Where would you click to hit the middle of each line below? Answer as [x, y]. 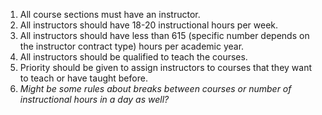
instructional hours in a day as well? [94, 99]
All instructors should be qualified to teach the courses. [133, 57]
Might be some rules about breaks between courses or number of [155, 88]
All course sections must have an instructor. [110, 14]
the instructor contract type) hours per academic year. [132, 46]
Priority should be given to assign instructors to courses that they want [166, 67]
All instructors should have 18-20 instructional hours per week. [149, 25]
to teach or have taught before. [83, 78]
